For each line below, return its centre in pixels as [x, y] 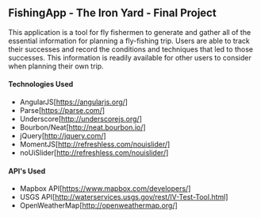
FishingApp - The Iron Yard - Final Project [112, 13]
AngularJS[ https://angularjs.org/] [74, 102]
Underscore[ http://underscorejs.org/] [81, 119]
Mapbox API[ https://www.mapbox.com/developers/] [105, 189]
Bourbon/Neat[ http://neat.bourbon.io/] [83, 127]
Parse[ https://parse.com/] [62, 111]
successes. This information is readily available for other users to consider [130, 57]
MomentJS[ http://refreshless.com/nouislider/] [95, 144]
